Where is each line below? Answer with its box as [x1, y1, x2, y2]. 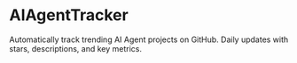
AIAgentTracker [9, 5, 129, 25]
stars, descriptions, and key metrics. [9, 43, 142, 53]
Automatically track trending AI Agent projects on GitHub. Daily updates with [9, 34, 289, 45]
